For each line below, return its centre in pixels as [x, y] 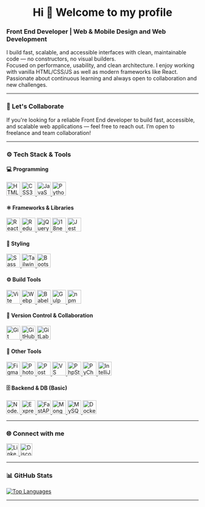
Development [27, 39]
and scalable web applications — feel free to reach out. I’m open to [91, 126]
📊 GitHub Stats [30, 476]
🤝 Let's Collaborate [35, 106]
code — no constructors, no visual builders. [61, 59]
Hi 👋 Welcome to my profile [103, 13]
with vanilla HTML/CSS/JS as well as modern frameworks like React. [92, 72]
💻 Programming [27, 169]
